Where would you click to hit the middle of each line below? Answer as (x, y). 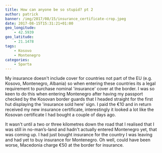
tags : (11, 46)
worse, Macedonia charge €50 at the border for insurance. (65, 145)
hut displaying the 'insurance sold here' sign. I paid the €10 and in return (78, 104)
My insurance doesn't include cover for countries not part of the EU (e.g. (79, 78)
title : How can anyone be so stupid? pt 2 (49, 10)
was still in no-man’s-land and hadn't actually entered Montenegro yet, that (81, 129)
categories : (17, 60)
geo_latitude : (20, 37)
